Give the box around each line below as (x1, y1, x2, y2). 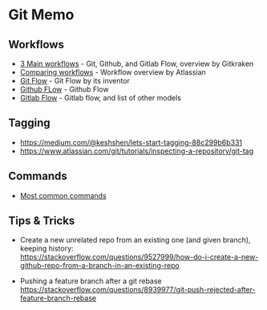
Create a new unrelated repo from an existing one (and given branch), (19, 235, 251, 245)
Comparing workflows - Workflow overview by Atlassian (19, 67, 206, 77)
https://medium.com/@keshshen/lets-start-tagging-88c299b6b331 (19, 137, 243, 147)
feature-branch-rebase (19, 293, 97, 303)
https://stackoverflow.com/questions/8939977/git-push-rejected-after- (19, 285, 256, 295)
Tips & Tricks (8, 214, 75, 228)
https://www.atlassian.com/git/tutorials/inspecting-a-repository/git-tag (19, 146, 254, 156)
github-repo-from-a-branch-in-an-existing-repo (19, 261, 180, 271)
